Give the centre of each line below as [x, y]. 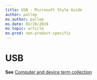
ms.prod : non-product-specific [38, 33]
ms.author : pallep [25, 19]
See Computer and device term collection [49, 72]
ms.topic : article [25, 29]
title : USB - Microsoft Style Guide [44, 10]
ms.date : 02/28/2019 [27, 24]
